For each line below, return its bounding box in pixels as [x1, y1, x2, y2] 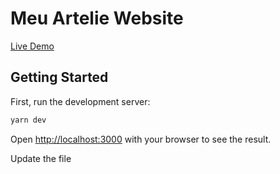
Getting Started [10, 69, 109, 86]
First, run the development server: [10, 95, 151, 107]
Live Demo [10, 40, 55, 52]
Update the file [10, 152, 72, 164]
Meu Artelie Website [10, 7, 184, 30]
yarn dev [10, 115, 47, 125]
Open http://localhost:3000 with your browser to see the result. [10, 133, 272, 145]
